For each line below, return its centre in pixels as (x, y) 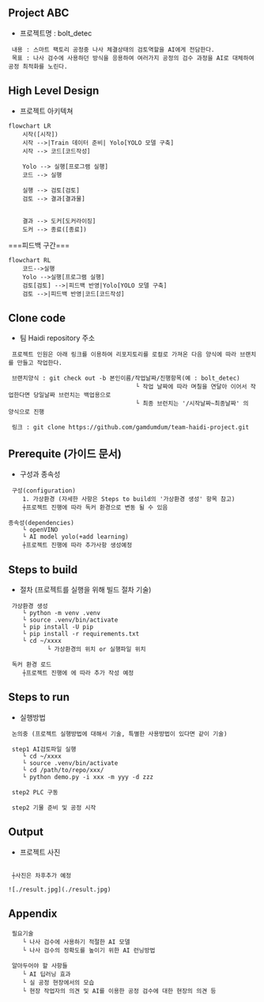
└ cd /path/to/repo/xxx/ (63, 770)
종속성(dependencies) (41, 523)
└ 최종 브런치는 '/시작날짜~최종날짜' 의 (192, 403)
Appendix (33, 914)
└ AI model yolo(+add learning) (75, 537)
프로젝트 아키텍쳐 (46, 111)
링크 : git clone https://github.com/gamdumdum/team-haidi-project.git (130, 427)
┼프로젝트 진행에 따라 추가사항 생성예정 (77, 545)
